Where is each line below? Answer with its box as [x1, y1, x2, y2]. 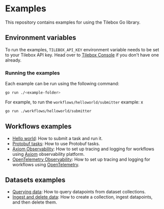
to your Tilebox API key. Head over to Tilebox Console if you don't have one [5, 52, 159, 58]
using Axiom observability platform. [12, 151, 85, 157]
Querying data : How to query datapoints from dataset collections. [12, 189, 146, 195]
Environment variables [5, 34, 77, 42]
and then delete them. [12, 199, 57, 205]
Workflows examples [5, 122, 72, 131]
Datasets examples [5, 176, 66, 184]
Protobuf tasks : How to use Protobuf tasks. [12, 140, 100, 146]
